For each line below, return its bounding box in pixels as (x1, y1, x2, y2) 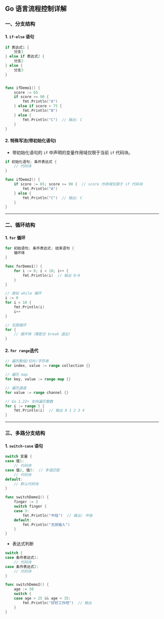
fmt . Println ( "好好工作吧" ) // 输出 (22, 600, 92, 605)
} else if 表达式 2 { (5, 54, 45, 59)
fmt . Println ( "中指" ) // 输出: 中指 (22, 513, 93, 518)
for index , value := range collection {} (5, 363, 91, 368)
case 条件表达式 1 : (5, 555, 39, 560)
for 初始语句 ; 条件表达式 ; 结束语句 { (5, 246, 75, 251)
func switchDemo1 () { (5, 495, 49, 500)
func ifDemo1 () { (5, 85, 41, 90)
